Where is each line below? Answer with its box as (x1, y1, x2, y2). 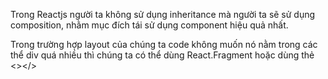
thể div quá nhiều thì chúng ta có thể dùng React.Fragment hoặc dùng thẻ (10, 49, 315, 61)
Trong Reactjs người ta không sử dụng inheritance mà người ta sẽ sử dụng (10, 9, 316, 20)
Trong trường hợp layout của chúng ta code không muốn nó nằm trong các (10, 39, 318, 50)
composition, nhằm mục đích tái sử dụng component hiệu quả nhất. (10, 19, 289, 31)
